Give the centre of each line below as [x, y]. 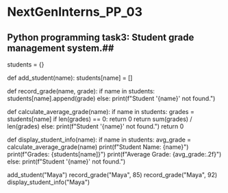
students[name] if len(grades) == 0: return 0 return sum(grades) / [100, 119]
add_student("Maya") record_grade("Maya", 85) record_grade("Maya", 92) [112, 175]
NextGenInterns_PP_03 [75, 12]
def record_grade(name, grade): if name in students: [81, 91]
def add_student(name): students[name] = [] [70, 78]
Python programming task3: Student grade [101, 37]
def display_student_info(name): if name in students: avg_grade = [99, 139]
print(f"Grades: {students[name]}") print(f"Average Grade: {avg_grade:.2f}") [114, 154]
